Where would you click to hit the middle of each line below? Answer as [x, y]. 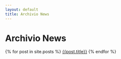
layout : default [22, 10]
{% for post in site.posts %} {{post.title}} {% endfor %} [61, 52]
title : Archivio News [27, 14]
